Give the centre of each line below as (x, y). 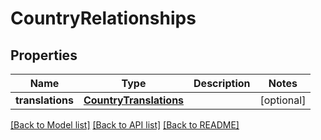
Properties (44, 55)
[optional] (283, 100)
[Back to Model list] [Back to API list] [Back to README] (125, 125)
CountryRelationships (103, 18)
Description (222, 83)
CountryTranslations (134, 100)
